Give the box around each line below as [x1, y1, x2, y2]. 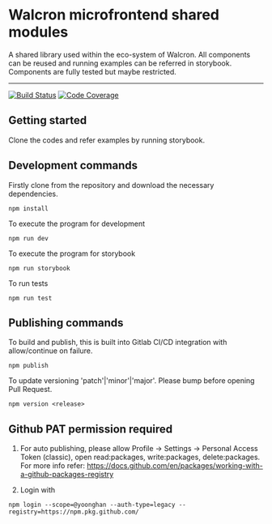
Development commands [8, 159, 138, 173]
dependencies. [8, 189, 58, 198]
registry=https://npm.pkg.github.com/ [8, 508, 139, 516]
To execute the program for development [8, 219, 146, 228]
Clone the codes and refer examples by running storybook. [8, 135, 205, 145]
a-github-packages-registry [19, 470, 114, 479]
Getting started [8, 113, 87, 127]
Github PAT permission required [8, 422, 173, 436]
